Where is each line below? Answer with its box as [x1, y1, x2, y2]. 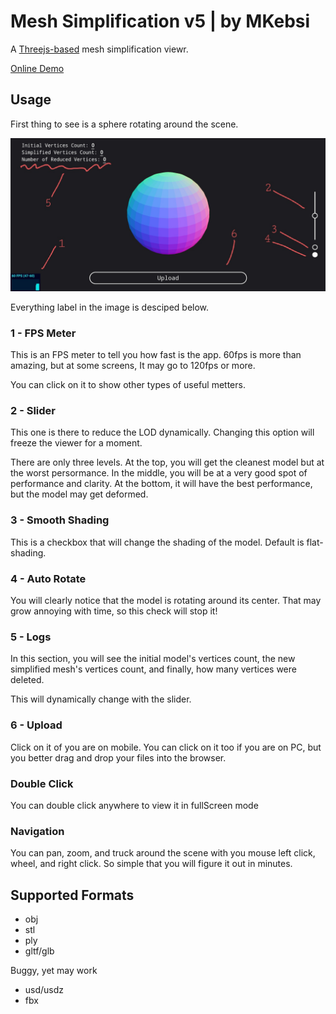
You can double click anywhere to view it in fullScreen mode [10, 799, 259, 811]
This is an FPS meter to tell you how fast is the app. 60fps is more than [10, 349, 302, 361]
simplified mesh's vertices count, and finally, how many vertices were [10, 663, 297, 675]
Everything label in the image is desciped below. [10, 301, 210, 313]
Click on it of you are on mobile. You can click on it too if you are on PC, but [10, 741, 322, 753]
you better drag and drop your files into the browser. [10, 751, 227, 764]
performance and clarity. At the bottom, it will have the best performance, [10, 478, 313, 490]
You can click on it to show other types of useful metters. [10, 379, 246, 391]
